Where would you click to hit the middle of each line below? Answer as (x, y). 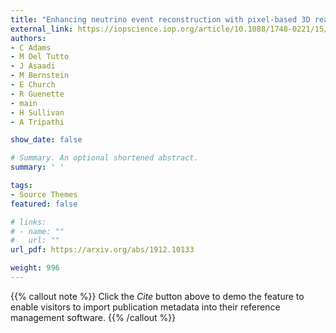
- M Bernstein (40, 76)
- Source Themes (44, 194)
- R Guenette (37, 94)
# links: (28, 222)
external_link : (42, 29)
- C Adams (31, 47)
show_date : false (46, 140)
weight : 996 (35, 268)
